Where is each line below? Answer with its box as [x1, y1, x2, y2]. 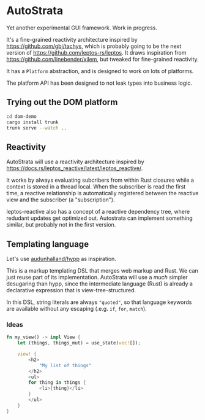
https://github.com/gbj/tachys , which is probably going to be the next [6, 42, 182, 50]
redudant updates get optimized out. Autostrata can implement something [6, 214, 193, 222]
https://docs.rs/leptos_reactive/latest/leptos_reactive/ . [6, 165, 143, 172]
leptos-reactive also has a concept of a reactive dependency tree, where [6, 208, 190, 216]
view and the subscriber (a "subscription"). [6, 196, 115, 203]
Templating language [6, 239, 89, 249]
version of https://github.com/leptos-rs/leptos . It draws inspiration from [6, 49, 187, 56]
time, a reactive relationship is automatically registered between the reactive [6, 190, 199, 197]
